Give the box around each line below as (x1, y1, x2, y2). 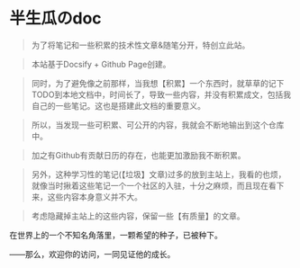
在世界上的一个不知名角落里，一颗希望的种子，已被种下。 (9, 229, 223, 240)
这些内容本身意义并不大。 (47, 191, 142, 202)
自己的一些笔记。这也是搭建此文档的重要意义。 (31, 100, 205, 111)
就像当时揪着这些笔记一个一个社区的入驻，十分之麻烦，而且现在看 (31, 180, 277, 191)
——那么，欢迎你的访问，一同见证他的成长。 (9, 248, 176, 259)
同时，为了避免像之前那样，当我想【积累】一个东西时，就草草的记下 (31, 77, 285, 88)
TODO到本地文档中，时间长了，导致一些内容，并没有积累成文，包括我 (31, 89, 291, 100)
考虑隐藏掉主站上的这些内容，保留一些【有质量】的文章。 (31, 210, 245, 221)
